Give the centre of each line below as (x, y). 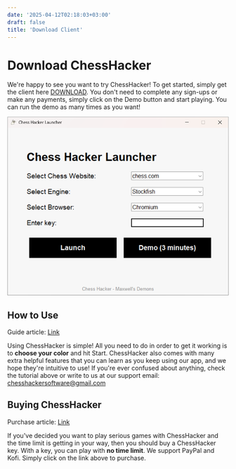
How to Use (33, 315)
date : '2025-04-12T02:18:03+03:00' (59, 15)
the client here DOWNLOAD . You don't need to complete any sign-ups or (112, 92)
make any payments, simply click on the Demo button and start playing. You (117, 100)
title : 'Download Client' (45, 29)
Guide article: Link (33, 332)
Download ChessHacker (79, 65)
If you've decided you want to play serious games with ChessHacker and (113, 435)
